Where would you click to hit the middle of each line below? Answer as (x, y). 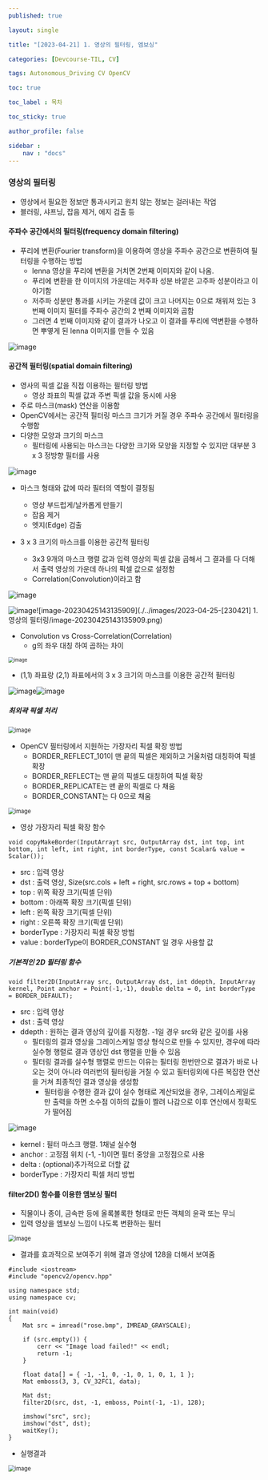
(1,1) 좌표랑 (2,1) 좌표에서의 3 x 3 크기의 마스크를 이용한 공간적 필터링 (127, 675)
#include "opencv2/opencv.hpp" (60, 1277)
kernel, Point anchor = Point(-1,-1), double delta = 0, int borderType (132, 989)
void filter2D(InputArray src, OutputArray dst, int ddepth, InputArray (132, 982)
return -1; (55, 1354)
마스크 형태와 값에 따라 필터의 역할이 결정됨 (87, 488)
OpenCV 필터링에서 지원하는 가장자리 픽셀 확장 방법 (101, 746)
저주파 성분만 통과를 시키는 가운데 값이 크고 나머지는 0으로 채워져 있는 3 (144, 300)
